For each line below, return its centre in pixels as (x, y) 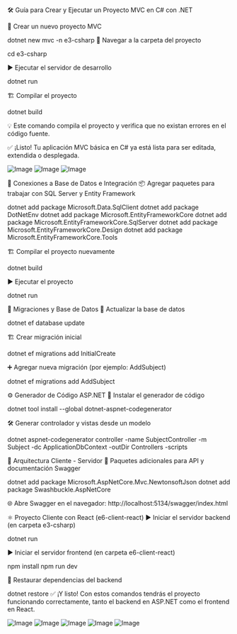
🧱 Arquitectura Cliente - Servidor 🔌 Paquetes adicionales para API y (106, 461)
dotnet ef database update (46, 323)
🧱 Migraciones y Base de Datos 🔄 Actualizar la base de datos (96, 309)
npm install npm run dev (42, 566)
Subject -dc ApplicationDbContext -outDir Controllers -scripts (98, 447)
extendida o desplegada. (44, 155)
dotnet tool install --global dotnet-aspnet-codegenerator (89, 409)
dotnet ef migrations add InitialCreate (62, 354)
